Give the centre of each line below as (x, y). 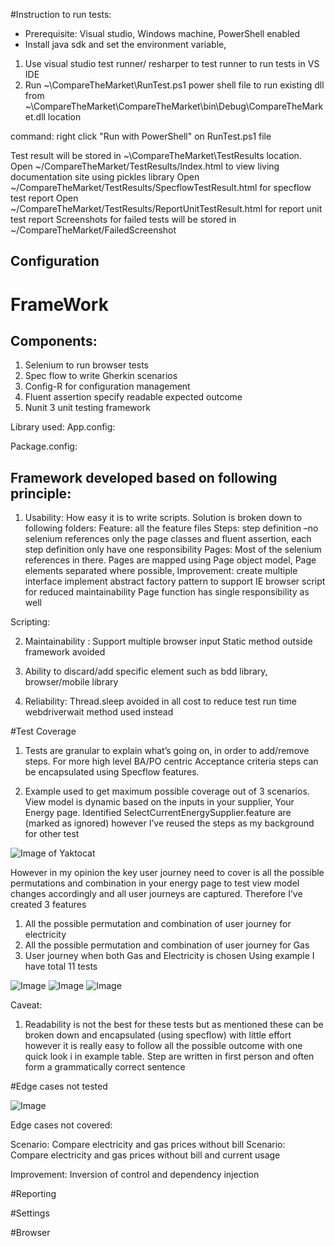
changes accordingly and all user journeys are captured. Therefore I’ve (156, 894)
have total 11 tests (61, 966)
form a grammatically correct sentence (105, 1067)
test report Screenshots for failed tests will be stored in (123, 219)
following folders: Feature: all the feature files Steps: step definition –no (171, 528)
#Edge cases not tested (59, 1086)
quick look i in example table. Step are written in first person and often (169, 1056)
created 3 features (48, 905)
